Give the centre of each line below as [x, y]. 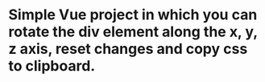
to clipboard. [52, 66]
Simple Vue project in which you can [133, 15]
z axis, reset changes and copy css [128, 49]
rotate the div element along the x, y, [133, 32]
